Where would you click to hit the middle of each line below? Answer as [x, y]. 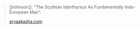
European [19, 12]
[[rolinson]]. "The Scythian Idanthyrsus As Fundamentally [66, 7]
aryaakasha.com [26, 22]
